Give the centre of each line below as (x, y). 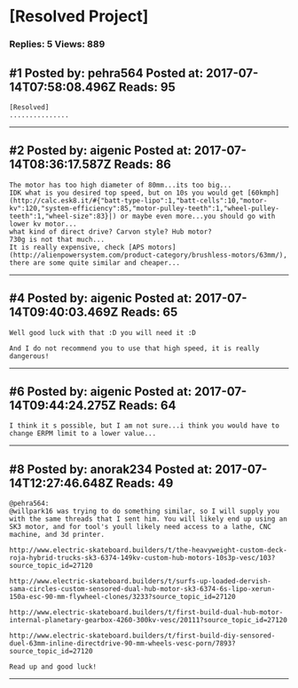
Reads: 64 (147, 405)
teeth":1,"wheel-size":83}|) (63, 216)
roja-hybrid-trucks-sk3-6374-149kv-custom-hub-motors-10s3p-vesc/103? (142, 558)
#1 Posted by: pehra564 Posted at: (106, 73)
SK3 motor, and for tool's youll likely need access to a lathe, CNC (141, 527)
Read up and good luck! (53, 667)
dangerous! (29, 356)
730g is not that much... (57, 239)
